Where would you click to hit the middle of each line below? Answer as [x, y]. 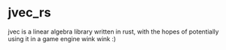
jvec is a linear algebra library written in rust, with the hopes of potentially [113, 32]
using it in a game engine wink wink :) [62, 38]
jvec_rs [30, 13]
